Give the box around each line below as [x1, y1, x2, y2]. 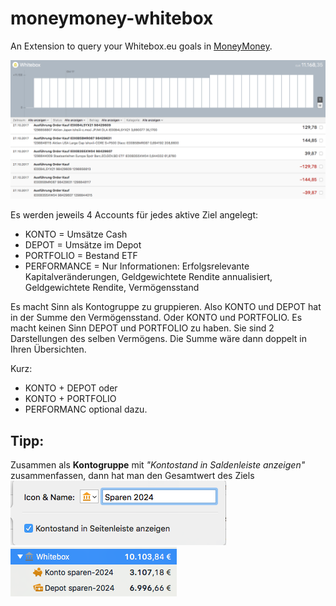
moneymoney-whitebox [10, 7, 214, 30]
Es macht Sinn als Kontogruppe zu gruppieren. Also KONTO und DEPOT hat [10, 301, 322, 313]
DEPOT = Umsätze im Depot [24, 239, 142, 251]
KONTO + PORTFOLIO [24, 393, 117, 405]
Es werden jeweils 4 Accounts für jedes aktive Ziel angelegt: [10, 209, 259, 221]
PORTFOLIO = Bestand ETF [24, 250, 138, 262]
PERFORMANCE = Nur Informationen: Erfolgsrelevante [24, 260, 250, 272]
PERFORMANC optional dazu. [24, 403, 148, 416]
